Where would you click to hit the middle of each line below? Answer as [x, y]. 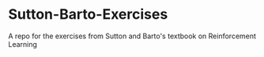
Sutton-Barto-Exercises [88, 14]
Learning [23, 44]
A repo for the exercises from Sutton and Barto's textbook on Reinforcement [132, 36]
